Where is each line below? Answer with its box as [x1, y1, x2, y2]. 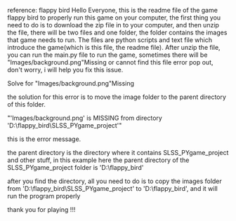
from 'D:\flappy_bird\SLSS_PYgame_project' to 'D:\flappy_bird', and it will [7, 185, 218, 192]
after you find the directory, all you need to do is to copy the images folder [7, 177, 223, 185]
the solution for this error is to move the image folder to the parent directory [7, 93, 227, 101]
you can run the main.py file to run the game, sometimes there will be [7, 51, 208, 59]
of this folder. [7, 100, 46, 108]
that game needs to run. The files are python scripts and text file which [7, 36, 213, 44]
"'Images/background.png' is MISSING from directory [7, 114, 163, 122]
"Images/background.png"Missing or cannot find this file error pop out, [7, 58, 214, 66]
